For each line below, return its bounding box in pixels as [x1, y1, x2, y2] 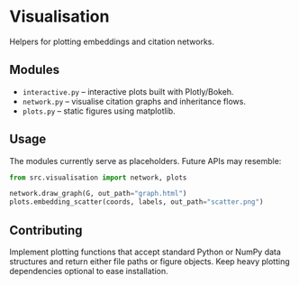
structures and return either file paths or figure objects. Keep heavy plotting [9, 256, 290, 267]
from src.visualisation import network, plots [9, 173, 187, 182]
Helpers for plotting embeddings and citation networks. [9, 36, 214, 47]
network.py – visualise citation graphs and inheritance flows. [22, 96, 246, 106]
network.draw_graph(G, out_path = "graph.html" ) [9, 189, 187, 198]
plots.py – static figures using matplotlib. [22, 106, 176, 116]
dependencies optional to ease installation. [9, 266, 168, 276]
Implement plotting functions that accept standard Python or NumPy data [9, 246, 282, 257]
